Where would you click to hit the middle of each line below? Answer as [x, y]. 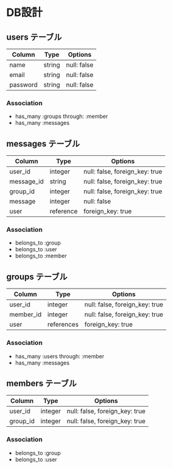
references [63, 325]
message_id [26, 182]
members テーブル [42, 383]
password [23, 85]
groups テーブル [37, 277]
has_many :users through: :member [60, 356]
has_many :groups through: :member [62, 116]
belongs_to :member [41, 256]
